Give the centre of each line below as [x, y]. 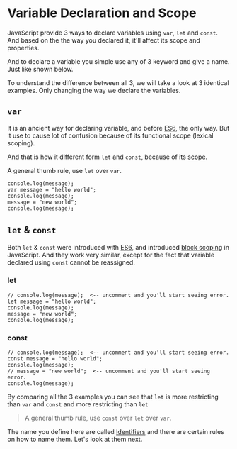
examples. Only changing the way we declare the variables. [94, 90]
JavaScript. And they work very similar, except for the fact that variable [111, 255]
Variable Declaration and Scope [102, 13]
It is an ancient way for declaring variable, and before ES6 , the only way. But [118, 128]
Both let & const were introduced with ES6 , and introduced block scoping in [118, 247]
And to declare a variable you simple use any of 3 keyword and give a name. [118, 61]
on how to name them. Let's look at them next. [75, 439]
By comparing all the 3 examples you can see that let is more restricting [113, 397]
